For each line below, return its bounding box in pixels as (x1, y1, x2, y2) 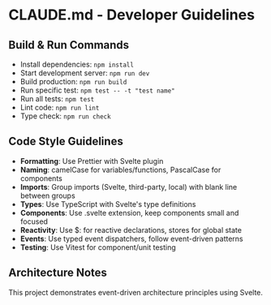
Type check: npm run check (19, 111, 111, 121)
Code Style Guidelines (8, 135, 123, 148)
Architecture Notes (8, 266, 108, 280)
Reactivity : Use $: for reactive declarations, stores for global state (19, 225, 242, 234)
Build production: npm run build (19, 77, 127, 86)
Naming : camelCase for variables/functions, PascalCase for (19, 165, 222, 174)
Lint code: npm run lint (19, 103, 100, 112)
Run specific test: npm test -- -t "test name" (19, 85, 176, 95)
